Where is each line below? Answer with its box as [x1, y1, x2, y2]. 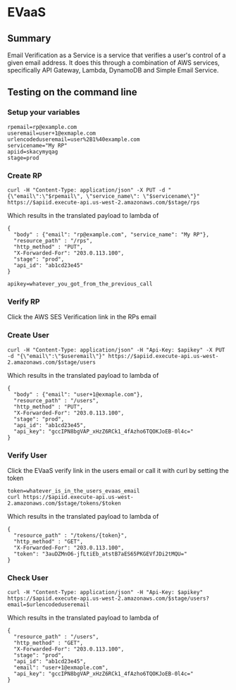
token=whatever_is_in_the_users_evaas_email [7, 487, 140, 494]
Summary [7, 32, 51, 44]
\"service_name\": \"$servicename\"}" [85, 192, 200, 199]
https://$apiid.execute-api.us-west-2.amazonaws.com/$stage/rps [7, 199, 200, 206]
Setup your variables [7, 107, 80, 117]
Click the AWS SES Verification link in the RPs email [7, 313, 157, 321]
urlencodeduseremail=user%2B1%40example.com [7, 135, 140, 143]
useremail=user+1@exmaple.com [7, 130, 97, 137]
